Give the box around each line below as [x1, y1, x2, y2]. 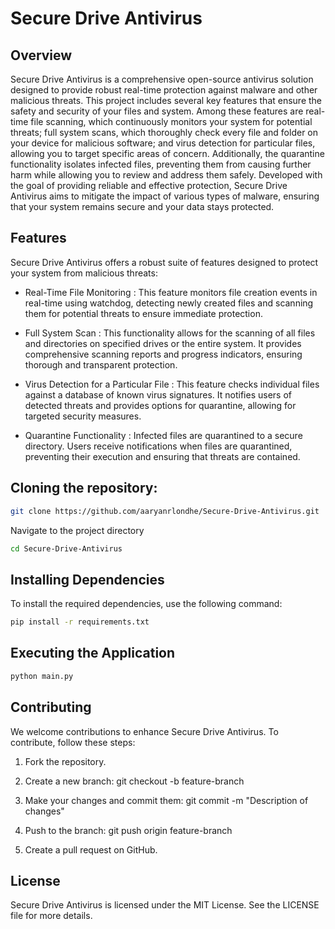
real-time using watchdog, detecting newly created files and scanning [24, 297, 314, 309]
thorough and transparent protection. [24, 358, 178, 371]
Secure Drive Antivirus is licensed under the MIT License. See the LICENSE [10, 899, 320, 911]
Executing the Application [10, 645, 176, 662]
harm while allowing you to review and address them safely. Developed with [10, 169, 323, 181]
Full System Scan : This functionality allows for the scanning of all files [24, 327, 316, 339]
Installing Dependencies [10, 571, 165, 588]
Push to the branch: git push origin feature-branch [24, 824, 233, 836]
